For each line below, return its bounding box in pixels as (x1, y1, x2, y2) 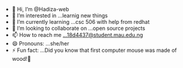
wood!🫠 (11, 55, 31, 62)
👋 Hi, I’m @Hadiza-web (11, 6, 69, 13)
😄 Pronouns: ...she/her (11, 40, 69, 47)
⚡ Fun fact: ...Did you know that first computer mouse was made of (11, 47, 178, 54)
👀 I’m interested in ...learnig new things (11, 12, 108, 19)
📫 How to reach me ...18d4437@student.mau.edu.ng (11, 32, 144, 38)
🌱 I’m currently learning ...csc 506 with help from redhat (11, 18, 150, 25)
